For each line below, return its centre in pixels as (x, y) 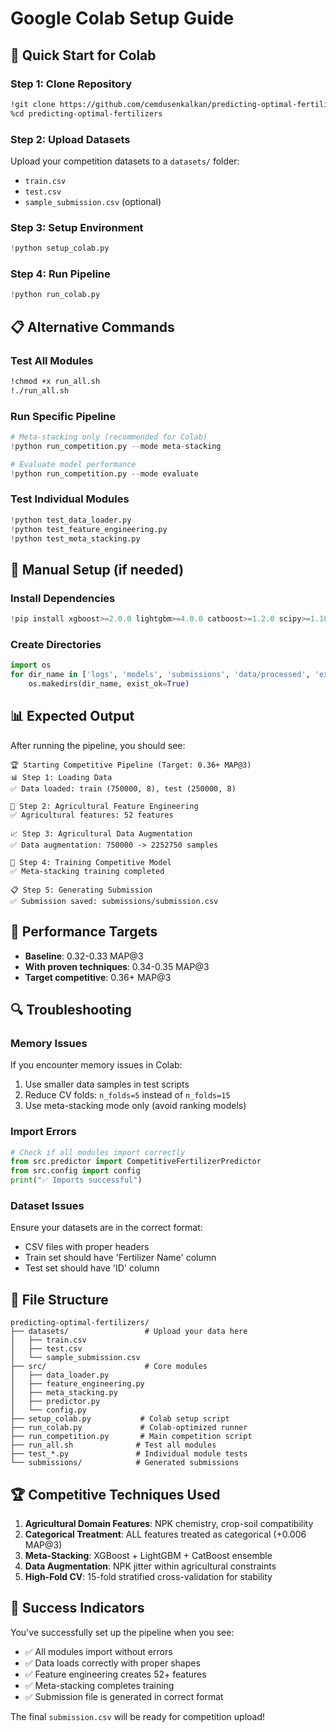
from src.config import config (75, 1171)
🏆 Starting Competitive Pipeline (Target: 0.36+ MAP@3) (131, 765)
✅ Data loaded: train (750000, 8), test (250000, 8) (123, 788)
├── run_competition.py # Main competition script (131, 1437)
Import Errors (43, 1132)
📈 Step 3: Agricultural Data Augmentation (101, 833)
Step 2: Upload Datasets (70, 139)
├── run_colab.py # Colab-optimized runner (129, 1428)
